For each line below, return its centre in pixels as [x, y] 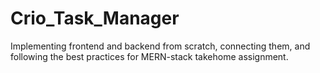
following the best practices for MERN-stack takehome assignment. [149, 56]
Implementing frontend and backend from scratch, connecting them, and [160, 46]
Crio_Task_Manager [95, 18]
